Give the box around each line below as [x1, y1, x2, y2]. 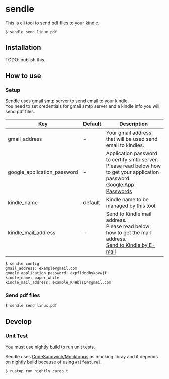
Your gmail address [106, 129, 152, 136]
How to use [5, 72, 41, 80]
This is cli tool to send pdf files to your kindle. [5, 20, 100, 26]
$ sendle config [5, 261, 39, 266]
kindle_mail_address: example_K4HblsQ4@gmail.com [5, 280, 112, 285]
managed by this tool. [106, 202, 157, 209]
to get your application [106, 169, 159, 176]
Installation [5, 43, 41, 52]
